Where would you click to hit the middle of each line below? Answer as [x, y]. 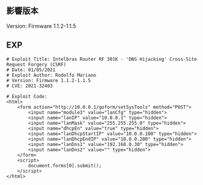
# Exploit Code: [27, 96]
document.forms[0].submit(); [65, 166]
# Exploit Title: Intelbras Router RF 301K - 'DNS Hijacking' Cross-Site [102, 59]
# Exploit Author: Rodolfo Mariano [51, 75]
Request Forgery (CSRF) [36, 65]
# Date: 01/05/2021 [31, 70]
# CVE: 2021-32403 [29, 86]
